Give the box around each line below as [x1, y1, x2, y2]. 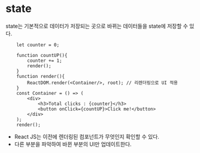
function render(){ [16, 73, 65, 79]
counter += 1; [27, 58, 62, 64]
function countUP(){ [16, 52, 68, 58]
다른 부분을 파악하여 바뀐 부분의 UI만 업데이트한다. [14, 140, 132, 148]
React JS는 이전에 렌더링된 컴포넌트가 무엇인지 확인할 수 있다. [14, 133, 160, 140]
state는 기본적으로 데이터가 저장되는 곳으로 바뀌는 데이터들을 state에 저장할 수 [5, 22, 188, 29]
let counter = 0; [16, 41, 60, 48]
